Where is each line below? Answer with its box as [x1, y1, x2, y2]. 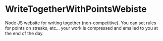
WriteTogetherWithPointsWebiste [5, 3, 147, 15]
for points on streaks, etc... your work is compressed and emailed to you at [5, 25, 158, 31]
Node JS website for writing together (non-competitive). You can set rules [5, 20, 157, 26]
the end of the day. [5, 30, 44, 36]
